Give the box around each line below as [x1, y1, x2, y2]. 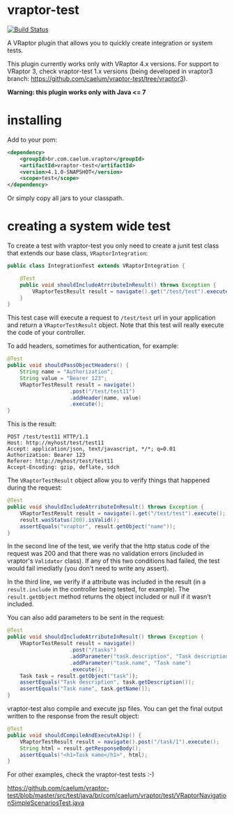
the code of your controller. [7, 329, 86, 337]
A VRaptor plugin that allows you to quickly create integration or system [7, 38, 213, 47]
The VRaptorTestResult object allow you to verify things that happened [7, 476, 210, 485]
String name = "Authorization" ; [19, 368, 114, 375]
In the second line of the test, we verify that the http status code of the [7, 542, 210, 550]
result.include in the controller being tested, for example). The [7, 585, 190, 594]
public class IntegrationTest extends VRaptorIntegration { [7, 262, 186, 270]
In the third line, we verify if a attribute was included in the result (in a [7, 578, 206, 586]
